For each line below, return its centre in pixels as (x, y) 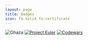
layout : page (19, 10)
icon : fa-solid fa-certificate (38, 19)
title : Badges (20, 14)
